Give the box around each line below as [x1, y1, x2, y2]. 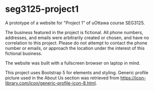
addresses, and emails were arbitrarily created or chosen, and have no [5, 35, 150, 41]
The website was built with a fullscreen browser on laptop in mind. [5, 60, 141, 66]
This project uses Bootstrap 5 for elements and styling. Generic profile [5, 69, 149, 75]
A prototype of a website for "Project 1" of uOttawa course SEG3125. [5, 20, 145, 26]
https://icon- [120, 75, 146, 81]
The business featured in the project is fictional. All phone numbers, [5, 29, 144, 35]
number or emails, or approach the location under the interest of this [5, 45, 145, 51]
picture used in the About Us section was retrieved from [5, 75, 120, 81]
